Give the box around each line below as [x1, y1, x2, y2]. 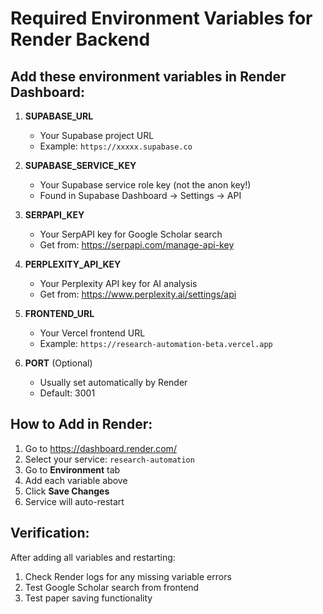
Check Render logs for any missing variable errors [24, 570, 232, 582]
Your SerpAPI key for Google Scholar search [39, 228, 223, 240]
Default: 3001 [39, 387, 96, 399]
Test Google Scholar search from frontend [24, 581, 200, 593]
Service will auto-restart [24, 495, 125, 507]
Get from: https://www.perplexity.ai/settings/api [39, 288, 237, 300]
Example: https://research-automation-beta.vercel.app [39, 338, 273, 349]
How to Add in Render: [10, 416, 153, 433]
